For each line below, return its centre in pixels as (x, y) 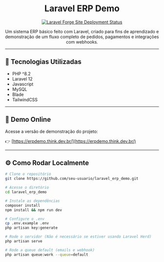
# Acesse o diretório (27, 188)
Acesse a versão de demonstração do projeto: (52, 131)
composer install (23, 205)
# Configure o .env (25, 219)
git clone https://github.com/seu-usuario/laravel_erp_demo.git (72, 179)
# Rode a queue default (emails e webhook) (50, 250)
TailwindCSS (25, 99)
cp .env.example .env (27, 223)
